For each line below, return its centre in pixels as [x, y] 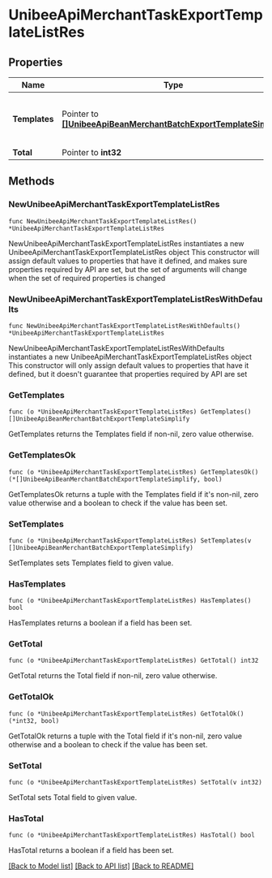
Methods [32, 182]
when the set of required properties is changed [87, 278]
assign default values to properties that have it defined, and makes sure [128, 261]
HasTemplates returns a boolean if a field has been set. [100, 623]
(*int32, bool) [34, 720]
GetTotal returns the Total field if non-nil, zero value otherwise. [113, 676]
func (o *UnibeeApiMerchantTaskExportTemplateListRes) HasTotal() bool [132, 835]
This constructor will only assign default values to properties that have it [129, 365]
